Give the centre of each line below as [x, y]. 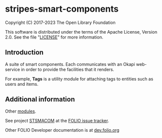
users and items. [22, 84]
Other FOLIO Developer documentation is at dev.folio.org [62, 130]
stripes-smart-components [62, 9]
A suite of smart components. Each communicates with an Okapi [70, 64]
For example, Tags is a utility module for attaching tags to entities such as [79, 79]
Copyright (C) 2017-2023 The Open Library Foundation [60, 22]
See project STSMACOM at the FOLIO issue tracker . [57, 120]
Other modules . [21, 111]
